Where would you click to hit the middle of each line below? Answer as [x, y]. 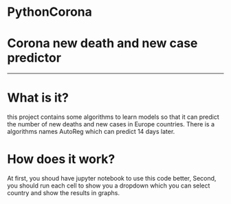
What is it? [38, 98]
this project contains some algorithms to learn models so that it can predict [113, 117]
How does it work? [61, 159]
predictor [34, 58]
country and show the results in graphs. [64, 193]
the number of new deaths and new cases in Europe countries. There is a [111, 124]
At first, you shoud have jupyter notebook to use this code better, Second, [112, 178]
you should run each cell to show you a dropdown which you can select [109, 185]
